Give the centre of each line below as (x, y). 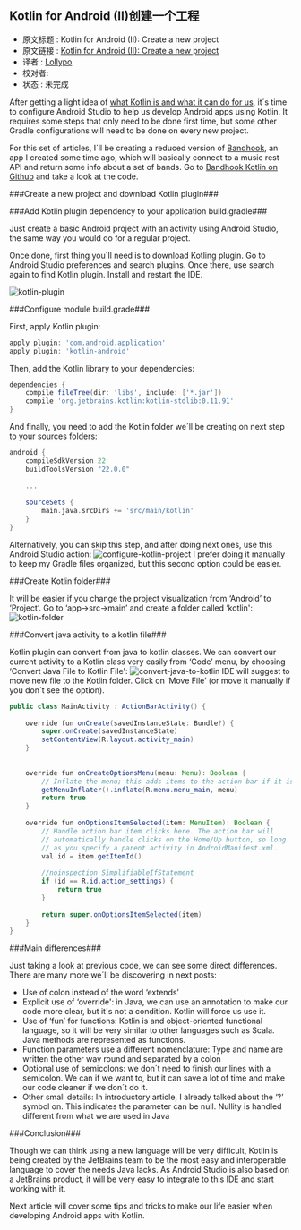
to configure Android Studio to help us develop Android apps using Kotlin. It (149, 111)
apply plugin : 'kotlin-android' (69, 351)
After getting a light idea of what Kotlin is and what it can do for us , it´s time (148, 102)
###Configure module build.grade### (80, 309)
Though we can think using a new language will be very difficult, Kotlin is (144, 1151)
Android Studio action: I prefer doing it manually (147, 554)
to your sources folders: (53, 436)
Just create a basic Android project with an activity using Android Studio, (144, 228)
